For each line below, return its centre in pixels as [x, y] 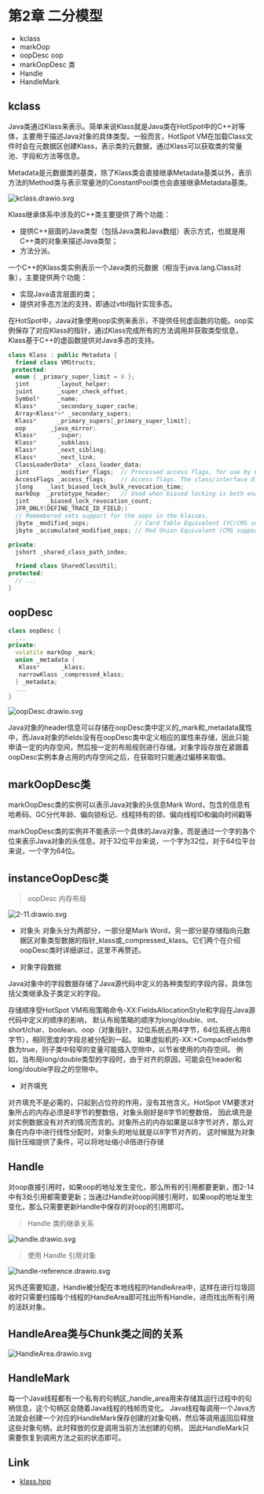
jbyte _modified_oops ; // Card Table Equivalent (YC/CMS [131, 523]
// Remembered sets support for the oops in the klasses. [112, 516]
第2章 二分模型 [56, 16]
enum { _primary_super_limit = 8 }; [75, 377]
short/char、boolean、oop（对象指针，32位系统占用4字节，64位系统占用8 [130, 1030]
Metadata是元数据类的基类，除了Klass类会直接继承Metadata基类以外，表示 [130, 172]
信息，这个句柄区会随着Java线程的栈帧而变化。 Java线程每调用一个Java [132, 1408]
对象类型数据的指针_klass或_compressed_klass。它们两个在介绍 [137, 940]
